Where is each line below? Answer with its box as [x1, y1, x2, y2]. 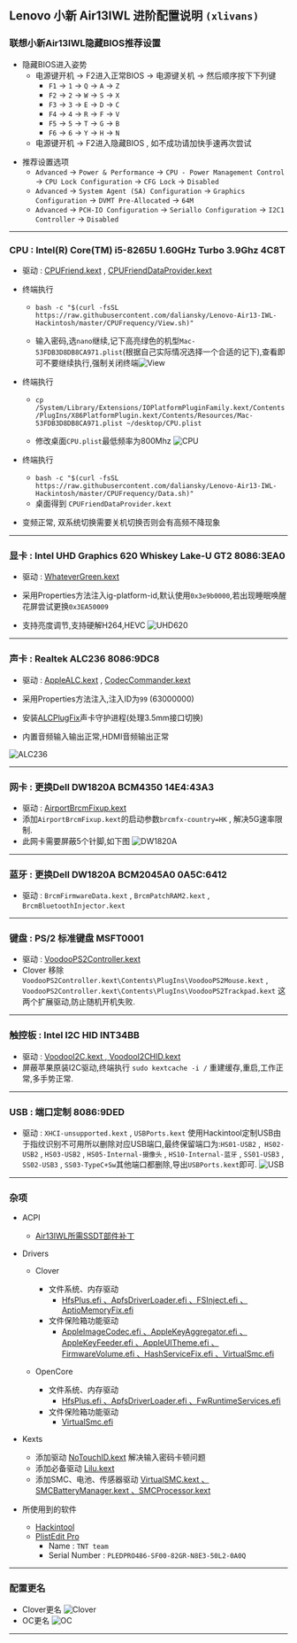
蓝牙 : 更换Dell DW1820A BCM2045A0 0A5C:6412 [9, 868, 227, 880]
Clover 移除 [21, 965, 65, 976]
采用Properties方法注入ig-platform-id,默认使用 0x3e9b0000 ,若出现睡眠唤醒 [21, 590, 287, 601]
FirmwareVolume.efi [61, 1349, 135, 1360]
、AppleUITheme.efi [135, 1337, 209, 1348]
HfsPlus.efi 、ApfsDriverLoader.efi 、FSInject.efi [61, 1295, 239, 1306]
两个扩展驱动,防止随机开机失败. [21, 996, 135, 1007]
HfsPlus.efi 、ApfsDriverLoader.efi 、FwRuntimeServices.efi [61, 1396, 281, 1407]
